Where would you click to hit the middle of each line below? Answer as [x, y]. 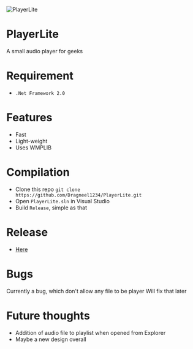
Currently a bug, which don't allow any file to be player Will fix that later [96, 291]
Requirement [40, 76]
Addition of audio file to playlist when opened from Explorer [90, 332]
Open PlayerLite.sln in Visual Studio [62, 201]
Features [29, 118]
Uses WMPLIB [33, 148]
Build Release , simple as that [51, 208]
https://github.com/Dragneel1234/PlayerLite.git [78, 195]
